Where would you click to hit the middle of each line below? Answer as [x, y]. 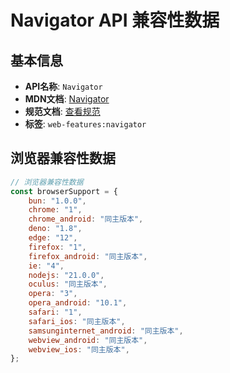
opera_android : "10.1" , [78, 303]
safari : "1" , [55, 312]
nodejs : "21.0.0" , [66, 275]
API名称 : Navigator [63, 86]
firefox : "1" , [57, 247]
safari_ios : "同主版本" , [77, 321]
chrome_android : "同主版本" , [86, 219]
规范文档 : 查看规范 [62, 111]
